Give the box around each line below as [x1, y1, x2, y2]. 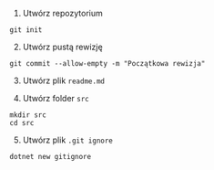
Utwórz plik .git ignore [22, 134, 114, 145]
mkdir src [9, 111, 47, 120]
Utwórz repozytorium [22, 8, 103, 18]
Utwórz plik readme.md [22, 75, 105, 86]
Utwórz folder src [22, 93, 89, 103]
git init [9, 26, 43, 35]
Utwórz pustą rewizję [22, 41, 103, 52]
